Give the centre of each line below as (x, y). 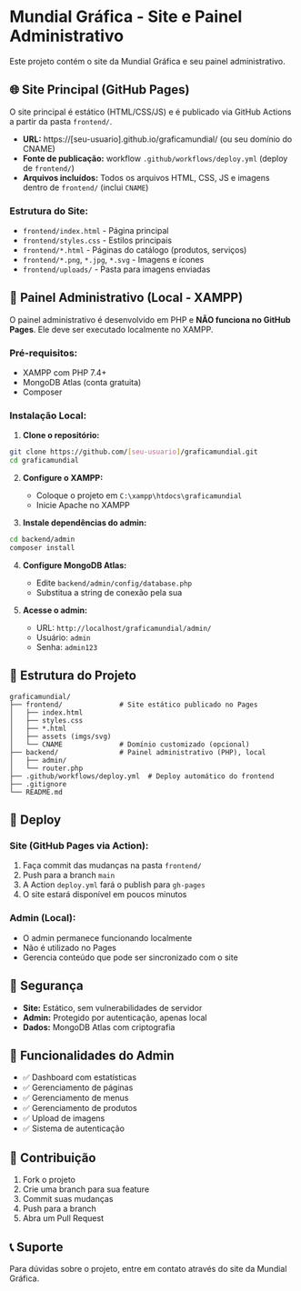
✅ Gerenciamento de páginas (78, 1087)
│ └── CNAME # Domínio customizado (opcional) (130, 744)
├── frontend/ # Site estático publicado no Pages (134, 705)
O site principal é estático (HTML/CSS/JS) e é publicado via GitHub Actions (150, 112)
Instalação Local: (48, 415)
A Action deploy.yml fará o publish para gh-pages (114, 885)
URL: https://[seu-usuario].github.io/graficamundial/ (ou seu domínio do (157, 139)
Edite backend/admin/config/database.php (114, 583)
